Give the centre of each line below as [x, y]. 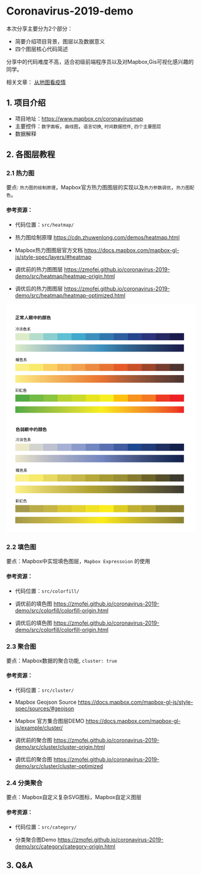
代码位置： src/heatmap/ [44, 224]
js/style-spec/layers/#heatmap [53, 257]
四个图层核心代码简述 [41, 49]
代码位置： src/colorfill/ [47, 591]
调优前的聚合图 [33, 741]
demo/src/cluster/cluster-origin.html [60, 747]
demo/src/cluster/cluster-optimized [59, 766]
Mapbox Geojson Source [46, 702]
